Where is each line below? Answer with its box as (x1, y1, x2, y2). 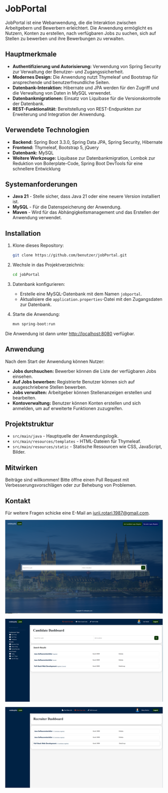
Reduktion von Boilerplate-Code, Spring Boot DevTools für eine (12, 160, 143, 166)
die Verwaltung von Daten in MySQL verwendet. (12, 90, 111, 96)
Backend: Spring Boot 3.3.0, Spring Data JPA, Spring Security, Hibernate (12, 139, 163, 145)
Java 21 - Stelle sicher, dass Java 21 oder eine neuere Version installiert (12, 193, 160, 199)
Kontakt (5, 497, 31, 505)
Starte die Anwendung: (12, 311, 60, 317)
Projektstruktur (5, 420, 54, 429)
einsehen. (12, 373, 33, 379)
